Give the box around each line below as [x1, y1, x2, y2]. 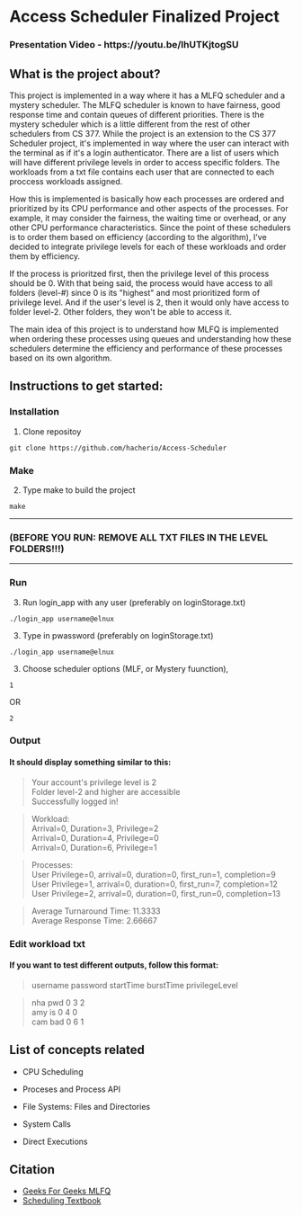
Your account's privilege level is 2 [31, 776, 157, 788]
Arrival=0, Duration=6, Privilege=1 [31, 842, 157, 853]
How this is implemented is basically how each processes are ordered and [9, 193, 285, 204]
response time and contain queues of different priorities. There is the [9, 109, 265, 120]
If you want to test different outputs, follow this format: [9, 960, 218, 970]
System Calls [22, 1118, 72, 1130]
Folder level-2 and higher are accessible [31, 786, 181, 797]
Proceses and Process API [22, 1084, 121, 1094]
